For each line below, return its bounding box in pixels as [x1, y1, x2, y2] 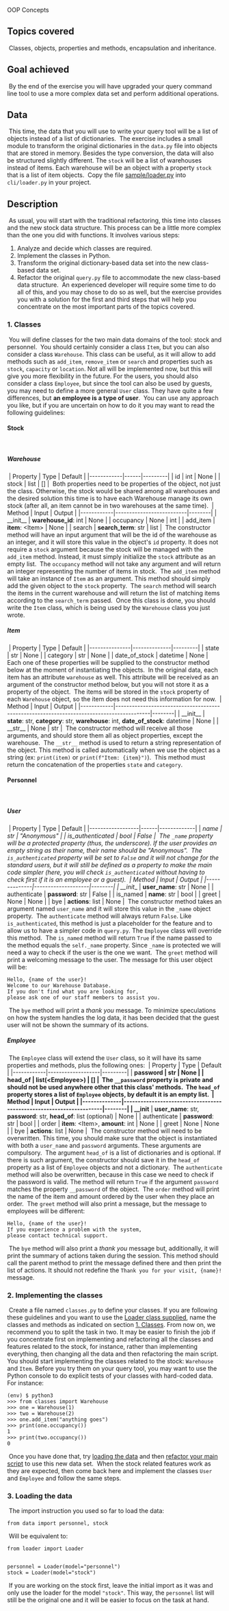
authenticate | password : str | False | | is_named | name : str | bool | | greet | [7, 890, 221, 898]
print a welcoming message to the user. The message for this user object [7, 955, 213, 963]
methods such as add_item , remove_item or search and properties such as [7, 357, 213, 366]
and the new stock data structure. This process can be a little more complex [7, 224, 221, 232]
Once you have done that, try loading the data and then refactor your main [8, 1453, 218, 1461]
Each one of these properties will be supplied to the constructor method [7, 658, 210, 666]
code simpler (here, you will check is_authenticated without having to [7, 868, 205, 876]
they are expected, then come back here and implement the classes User [7, 1467, 213, 1475]
